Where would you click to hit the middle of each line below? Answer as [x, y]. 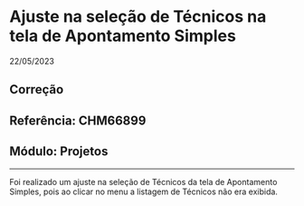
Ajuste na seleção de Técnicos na [138, 17]
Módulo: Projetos [59, 152]
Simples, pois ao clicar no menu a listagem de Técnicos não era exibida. [144, 191]
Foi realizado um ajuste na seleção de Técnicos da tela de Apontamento [143, 181]
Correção [37, 89]
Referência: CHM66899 [78, 120]
